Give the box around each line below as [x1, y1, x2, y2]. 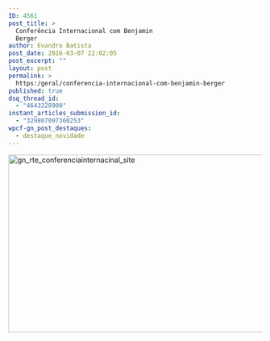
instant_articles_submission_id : [8, 110, 121, 118]
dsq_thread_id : [8, 94, 60, 102]
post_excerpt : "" [8, 57, 67, 65]
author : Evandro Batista [8, 42, 92, 50]
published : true [8, 86, 63, 95]
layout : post [8, 64, 52, 73]
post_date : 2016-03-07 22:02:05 [8, 49, 117, 57]
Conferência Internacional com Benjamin [15, 27, 153, 35]
